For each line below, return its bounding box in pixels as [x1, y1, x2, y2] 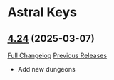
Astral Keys [7, 4, 77, 21]
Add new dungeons [17, 65, 76, 73]
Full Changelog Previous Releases [7, 51, 108, 59]
